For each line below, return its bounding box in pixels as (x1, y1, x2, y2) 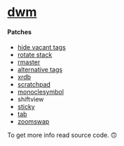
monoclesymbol (17, 88, 64, 96)
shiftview (17, 95, 44, 103)
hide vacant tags (17, 43, 67, 52)
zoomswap (17, 117, 50, 126)
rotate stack (17, 50, 53, 59)
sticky (17, 103, 35, 111)
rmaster (17, 58, 41, 66)
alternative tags (17, 66, 63, 74)
